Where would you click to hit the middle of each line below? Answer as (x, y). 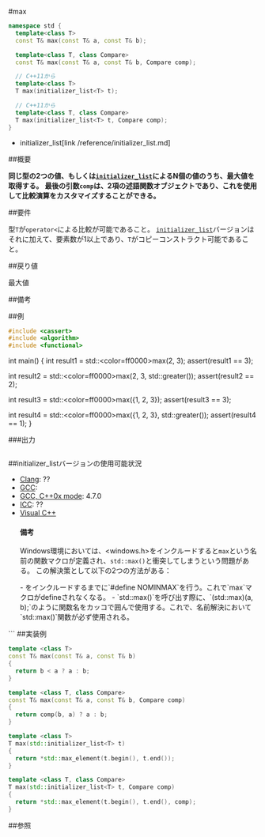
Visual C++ (38, 513)
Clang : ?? (35, 479)
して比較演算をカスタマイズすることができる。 (84, 195)
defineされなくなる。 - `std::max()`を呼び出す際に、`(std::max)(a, (147, 598)
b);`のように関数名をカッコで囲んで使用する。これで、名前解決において (136, 607)
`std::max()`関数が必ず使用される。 (77, 617)
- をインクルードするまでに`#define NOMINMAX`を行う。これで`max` (132, 587)
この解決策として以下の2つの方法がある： (103, 571)
